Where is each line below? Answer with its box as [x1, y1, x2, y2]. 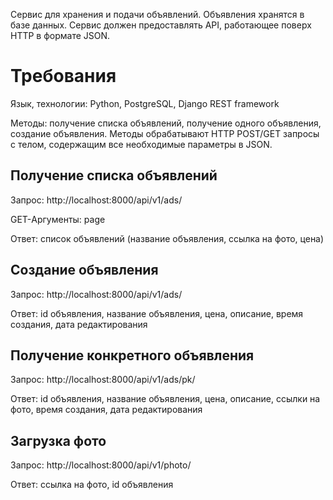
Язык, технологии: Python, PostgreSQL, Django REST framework [10, 97, 280, 109]
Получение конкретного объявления [10, 347, 255, 364]
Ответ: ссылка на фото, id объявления [10, 479, 174, 491]
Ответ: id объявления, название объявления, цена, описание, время [10, 307, 304, 319]
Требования [10, 65, 117, 88]
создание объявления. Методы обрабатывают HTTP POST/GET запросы [10, 127, 320, 139]
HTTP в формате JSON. [10, 30, 111, 41]
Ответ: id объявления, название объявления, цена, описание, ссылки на [10, 393, 321, 405]
